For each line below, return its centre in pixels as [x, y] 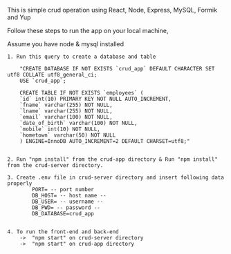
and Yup [19, 17]
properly [20, 184]
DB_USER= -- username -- [68, 202]
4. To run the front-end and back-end [63, 232]
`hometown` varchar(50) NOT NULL [68, 135]
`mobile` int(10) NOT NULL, [60, 129]
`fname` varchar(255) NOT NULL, [66, 105]
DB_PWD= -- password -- [66, 208]
